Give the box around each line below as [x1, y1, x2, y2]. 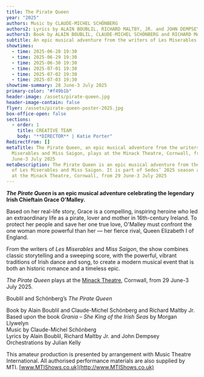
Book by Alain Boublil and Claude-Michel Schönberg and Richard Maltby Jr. [6, 306, 195, 314]
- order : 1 [12, 122, 39, 128]
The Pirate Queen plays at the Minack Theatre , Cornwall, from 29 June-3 [6, 277, 189, 283]
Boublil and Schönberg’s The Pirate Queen [6, 295, 112, 302]
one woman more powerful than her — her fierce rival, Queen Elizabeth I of [6, 227, 194, 234]
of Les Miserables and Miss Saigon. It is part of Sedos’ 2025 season [12, 167, 194, 173]
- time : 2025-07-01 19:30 [12, 65, 78, 72]
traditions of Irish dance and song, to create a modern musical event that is [6, 258, 194, 265]
